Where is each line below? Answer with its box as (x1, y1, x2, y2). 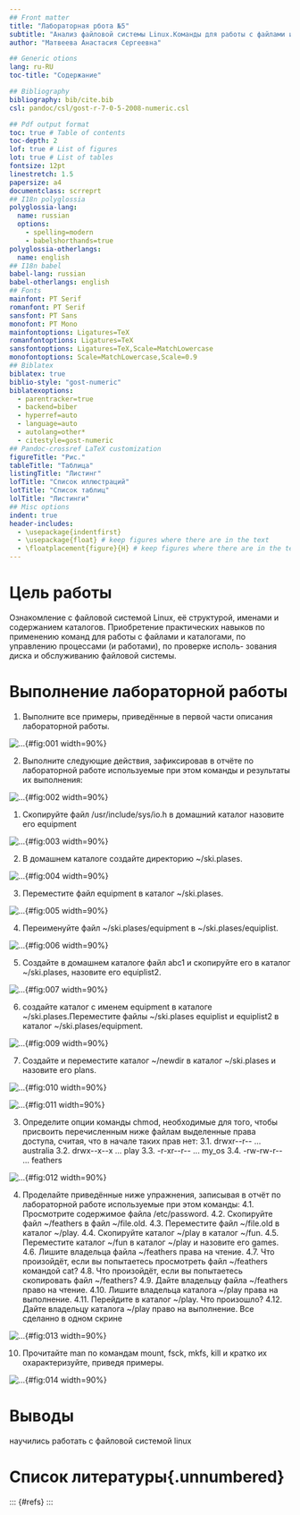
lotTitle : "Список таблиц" (9, 486, 110, 495)
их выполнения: (21, 774, 83, 785)
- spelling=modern (25, 228, 94, 237)
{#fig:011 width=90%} (25, 1099, 105, 1110)
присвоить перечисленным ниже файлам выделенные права (21, 1126, 256, 1136)
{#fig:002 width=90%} (25, 791, 109, 802)
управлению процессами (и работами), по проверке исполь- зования (9, 641, 277, 651)
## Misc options (9, 502, 70, 511)
